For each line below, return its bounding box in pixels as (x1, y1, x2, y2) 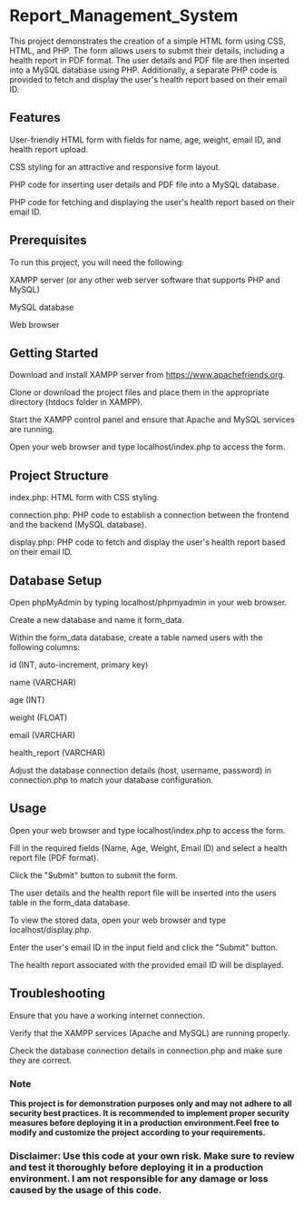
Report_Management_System (9, 5, 239, 26)
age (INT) (9, 695, 45, 705)
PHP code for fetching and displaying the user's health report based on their (9, 196, 295, 207)
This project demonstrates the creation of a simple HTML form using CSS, (9, 35, 286, 46)
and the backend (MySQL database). (9, 519, 147, 530)
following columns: (9, 642, 80, 652)
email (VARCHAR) (9, 730, 75, 740)
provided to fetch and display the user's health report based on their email (9, 74, 288, 84)
